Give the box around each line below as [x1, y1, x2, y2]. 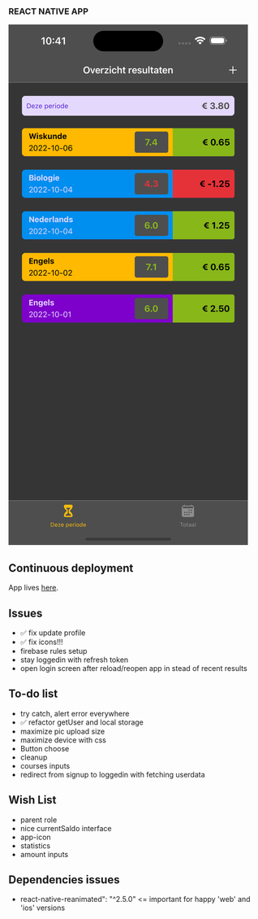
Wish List [8, 793, 57, 807]
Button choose [19, 743, 70, 753]
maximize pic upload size [19, 726, 105, 736]
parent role [19, 815, 58, 825]
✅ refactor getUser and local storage [19, 717, 144, 727]
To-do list [8, 687, 58, 701]
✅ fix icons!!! [19, 637, 63, 647]
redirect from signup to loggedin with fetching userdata [19, 769, 205, 779]
